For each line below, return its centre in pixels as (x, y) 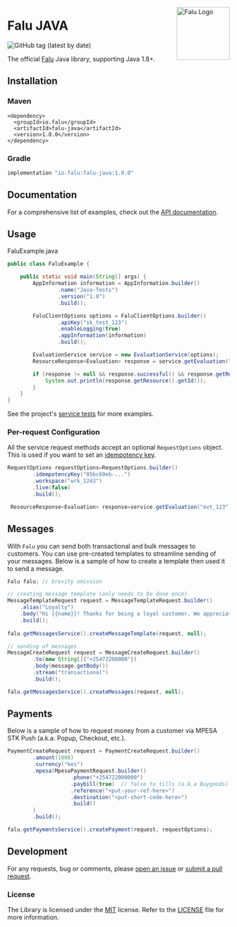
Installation (32, 81)
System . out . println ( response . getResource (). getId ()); (126, 381)
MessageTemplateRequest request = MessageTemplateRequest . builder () (110, 601)
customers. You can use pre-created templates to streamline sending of (112, 554)
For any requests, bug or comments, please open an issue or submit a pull (115, 868)
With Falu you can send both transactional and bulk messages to (102, 546)
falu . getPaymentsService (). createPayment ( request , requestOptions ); (110, 830)
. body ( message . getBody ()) (71, 666)
